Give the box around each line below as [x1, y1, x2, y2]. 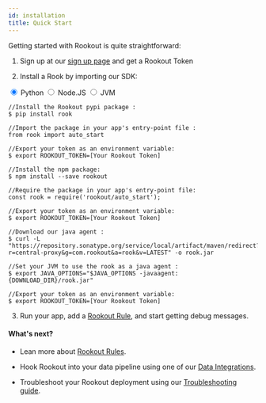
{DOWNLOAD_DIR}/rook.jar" [8, 276, 93, 284]
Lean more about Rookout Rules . [19, 346, 127, 356]
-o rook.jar [174, 249, 215, 257]
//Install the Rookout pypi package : [8, 103, 136, 111]
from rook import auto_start [8, 131, 104, 139]
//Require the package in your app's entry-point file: [8, 186, 196, 194]
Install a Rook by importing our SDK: [19, 71, 138, 81]
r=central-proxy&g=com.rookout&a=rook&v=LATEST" [8, 249, 172, 257]
